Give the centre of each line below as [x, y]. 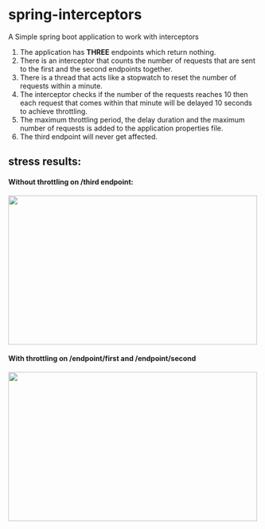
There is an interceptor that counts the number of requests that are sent [138, 60]
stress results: [45, 162]
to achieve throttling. [53, 111]
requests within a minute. [61, 86]
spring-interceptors [75, 15]
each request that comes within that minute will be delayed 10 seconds [136, 103]
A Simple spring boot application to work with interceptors [103, 37]
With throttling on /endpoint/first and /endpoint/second [102, 359]
